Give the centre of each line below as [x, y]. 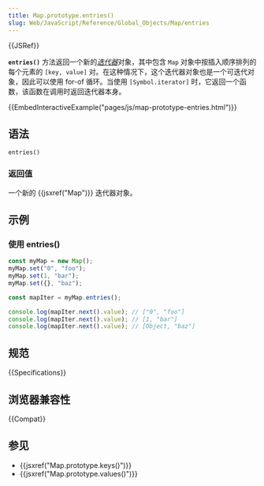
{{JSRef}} [24, 45]
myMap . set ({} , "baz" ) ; [45, 283]
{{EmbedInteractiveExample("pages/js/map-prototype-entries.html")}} [123, 107]
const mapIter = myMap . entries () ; [65, 297]
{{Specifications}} [37, 373]
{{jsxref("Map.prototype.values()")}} [78, 473]
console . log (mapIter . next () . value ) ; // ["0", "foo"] [97, 312]
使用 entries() [34, 244]
